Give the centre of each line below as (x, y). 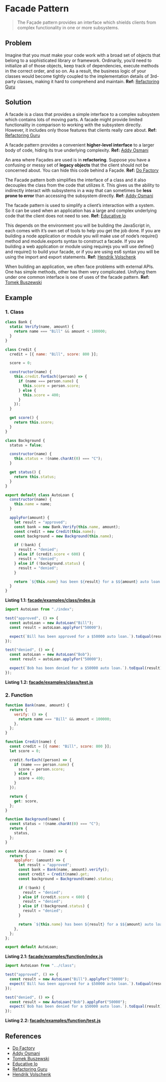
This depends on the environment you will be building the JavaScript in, (78, 225)
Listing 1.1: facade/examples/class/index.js (50, 600)
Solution (18, 102)
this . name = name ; (33, 504)
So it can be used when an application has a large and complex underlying (81, 210)
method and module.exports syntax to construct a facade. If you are (75, 241)
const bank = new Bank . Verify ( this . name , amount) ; (67, 527)
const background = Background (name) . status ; (66, 879)
